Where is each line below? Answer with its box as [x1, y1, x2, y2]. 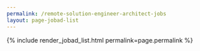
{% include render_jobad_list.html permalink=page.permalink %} [6, 36, 194, 44]
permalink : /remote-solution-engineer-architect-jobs [6, 10, 167, 17]
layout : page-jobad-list [6, 17, 79, 24]
